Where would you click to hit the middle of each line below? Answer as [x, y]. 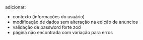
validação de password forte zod [47, 27]
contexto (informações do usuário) [48, 17]
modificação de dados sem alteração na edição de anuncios [75, 22]
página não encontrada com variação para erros [63, 32]
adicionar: [16, 7]
